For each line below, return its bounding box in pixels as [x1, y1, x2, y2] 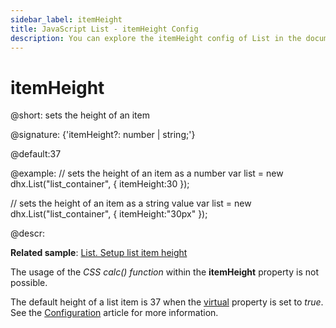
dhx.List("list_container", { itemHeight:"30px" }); [10, 208, 208, 220]
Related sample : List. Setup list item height [10, 247, 188, 259]
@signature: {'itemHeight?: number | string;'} [10, 129, 196, 141]
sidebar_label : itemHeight [10, 14, 123, 25]
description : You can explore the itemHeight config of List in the [10, 33, 302, 43]
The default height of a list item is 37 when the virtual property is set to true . [10, 296, 324, 308]
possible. [10, 277, 48, 289]
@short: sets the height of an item [10, 109, 150, 121]
